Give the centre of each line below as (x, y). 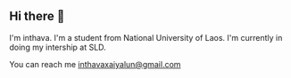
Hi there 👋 (37, 16)
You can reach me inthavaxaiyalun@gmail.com (95, 64)
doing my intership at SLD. (58, 47)
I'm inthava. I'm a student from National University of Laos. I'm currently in (146, 37)
